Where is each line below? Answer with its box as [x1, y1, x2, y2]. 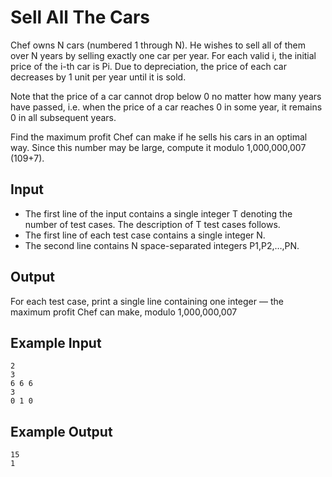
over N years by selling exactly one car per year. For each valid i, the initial [10, 49, 317, 61]
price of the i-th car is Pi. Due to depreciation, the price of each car [10, 60, 287, 72]
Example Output [10, 423, 113, 440]
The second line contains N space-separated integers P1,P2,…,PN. [24, 239, 300, 251]
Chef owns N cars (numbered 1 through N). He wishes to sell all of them [10, 39, 306, 51]
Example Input [10, 334, 102, 351]
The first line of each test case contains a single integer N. [24, 229, 266, 241]
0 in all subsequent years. [10, 111, 117, 123]
